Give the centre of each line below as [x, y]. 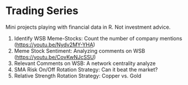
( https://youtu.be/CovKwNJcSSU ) [55, 57]
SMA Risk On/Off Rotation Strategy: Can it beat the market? [86, 69]
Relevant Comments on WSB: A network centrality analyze [85, 63]
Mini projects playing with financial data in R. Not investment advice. [88, 27]
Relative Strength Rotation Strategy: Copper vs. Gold [78, 76]
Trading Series [42, 11]
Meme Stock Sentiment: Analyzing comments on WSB [79, 50]
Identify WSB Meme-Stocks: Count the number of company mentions [98, 38]
